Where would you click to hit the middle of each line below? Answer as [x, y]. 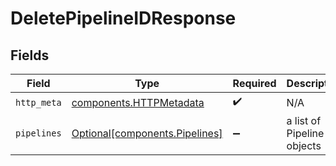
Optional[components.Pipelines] [147, 133]
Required [254, 83]
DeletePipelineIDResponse [123, 18]
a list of [304, 120]
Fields [30, 55]
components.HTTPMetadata [138, 102]
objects [304, 145]
